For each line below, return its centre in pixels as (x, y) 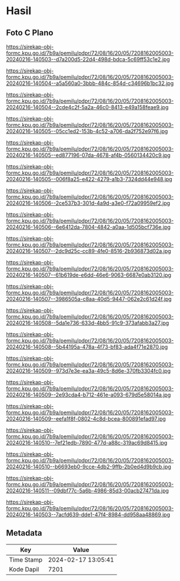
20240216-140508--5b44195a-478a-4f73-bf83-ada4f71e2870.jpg (87, 347)
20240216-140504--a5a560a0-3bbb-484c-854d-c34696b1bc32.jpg (90, 83)
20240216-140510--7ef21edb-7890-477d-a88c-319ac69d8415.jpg (87, 443)
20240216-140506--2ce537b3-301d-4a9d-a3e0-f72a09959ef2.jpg (88, 203)
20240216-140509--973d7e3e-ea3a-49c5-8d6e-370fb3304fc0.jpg (89, 371)
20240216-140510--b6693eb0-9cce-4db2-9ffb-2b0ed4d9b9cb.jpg (89, 467)
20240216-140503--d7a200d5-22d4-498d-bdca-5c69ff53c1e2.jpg (88, 59)
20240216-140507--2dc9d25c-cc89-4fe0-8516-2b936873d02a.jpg (89, 251)
